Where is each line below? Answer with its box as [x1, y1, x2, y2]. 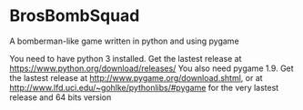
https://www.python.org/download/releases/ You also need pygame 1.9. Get [9, 63, 294, 74]
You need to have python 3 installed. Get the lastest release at [9, 53, 242, 64]
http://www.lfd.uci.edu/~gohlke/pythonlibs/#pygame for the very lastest [9, 82, 279, 93]
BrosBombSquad [9, 5, 140, 26]
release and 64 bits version [9, 92, 112, 103]
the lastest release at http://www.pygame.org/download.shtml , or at [9, 72, 263, 83]
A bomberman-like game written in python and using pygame [9, 35, 239, 46]
